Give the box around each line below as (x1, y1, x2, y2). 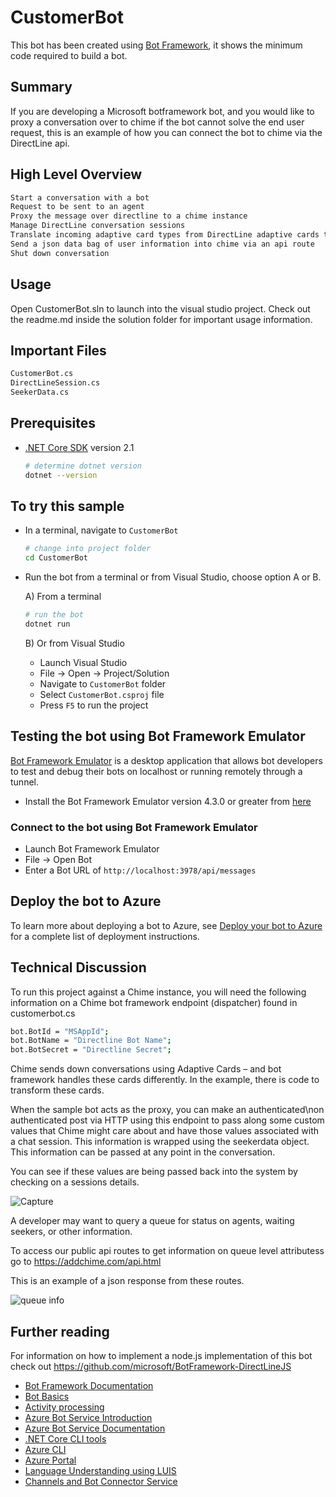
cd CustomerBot (24, 553, 89, 563)
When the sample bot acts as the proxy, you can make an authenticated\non (10, 1104, 325, 1116)
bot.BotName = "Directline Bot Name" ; (10, 1036, 172, 1046)
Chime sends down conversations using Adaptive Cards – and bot (10, 1063, 282, 1075)
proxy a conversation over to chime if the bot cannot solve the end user (10, 116, 305, 128)
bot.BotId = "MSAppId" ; (10, 1026, 110, 1036)
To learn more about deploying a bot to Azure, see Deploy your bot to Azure (10, 919, 323, 931)
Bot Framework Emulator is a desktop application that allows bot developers (10, 754, 323, 766)
